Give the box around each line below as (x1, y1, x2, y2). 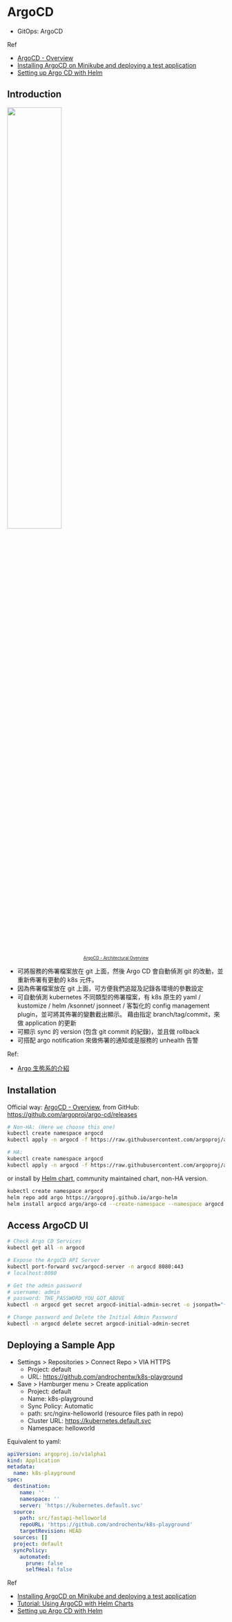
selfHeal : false (25, 1566, 72, 1573)
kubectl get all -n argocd (7, 1245, 85, 1252)
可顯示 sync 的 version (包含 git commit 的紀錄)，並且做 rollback (17, 1027, 200, 1035)
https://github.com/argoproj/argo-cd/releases (7, 1110, 137, 1118)
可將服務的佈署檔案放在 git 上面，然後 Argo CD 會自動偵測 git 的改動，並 (17, 967, 224, 975)
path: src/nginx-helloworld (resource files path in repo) (27, 1409, 184, 1417)
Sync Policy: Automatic (27, 1402, 94, 1410)
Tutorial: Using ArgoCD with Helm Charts (17, 1599, 134, 1607)
